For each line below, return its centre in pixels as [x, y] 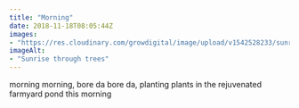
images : [24, 34]
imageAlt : [28, 51]
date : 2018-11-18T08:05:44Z [61, 26]
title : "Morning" [41, 17]
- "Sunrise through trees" [59, 59]
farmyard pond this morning [61, 94]
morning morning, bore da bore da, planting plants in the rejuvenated [136, 84]
